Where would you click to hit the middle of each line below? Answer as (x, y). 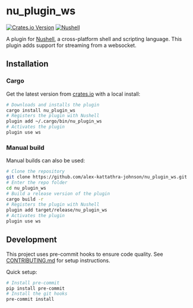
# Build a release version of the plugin (58, 194)
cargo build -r (25, 199)
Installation (27, 64)
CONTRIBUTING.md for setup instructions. (58, 260)
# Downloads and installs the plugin (53, 105)
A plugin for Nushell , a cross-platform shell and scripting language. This (94, 39)
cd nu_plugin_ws (26, 188)
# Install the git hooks (37, 294)
